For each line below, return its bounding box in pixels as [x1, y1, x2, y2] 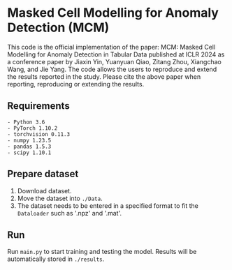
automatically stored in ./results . [7, 255, 105, 263]
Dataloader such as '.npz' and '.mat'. [17, 209, 122, 217]
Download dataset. [17, 186, 72, 195]
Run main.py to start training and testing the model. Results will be [7, 248, 197, 256]
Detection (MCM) [7, 20, 110, 36]
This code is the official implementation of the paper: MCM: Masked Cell [7, 43, 216, 51]
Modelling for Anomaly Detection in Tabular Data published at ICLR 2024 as [7, 50, 225, 59]
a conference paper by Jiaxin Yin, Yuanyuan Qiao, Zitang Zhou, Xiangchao [7, 57, 222, 66]
